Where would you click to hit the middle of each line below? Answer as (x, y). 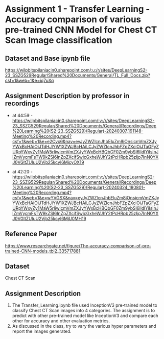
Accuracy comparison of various (73, 19)
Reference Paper (31, 234)
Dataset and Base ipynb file (48, 58)
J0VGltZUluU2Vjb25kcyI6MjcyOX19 (48, 162)
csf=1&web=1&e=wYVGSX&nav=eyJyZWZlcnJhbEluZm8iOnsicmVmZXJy (86, 197)
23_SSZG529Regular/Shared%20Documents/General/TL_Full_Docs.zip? (78, 75)
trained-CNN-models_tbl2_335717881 (43, 251)
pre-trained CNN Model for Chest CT (81, 30)
